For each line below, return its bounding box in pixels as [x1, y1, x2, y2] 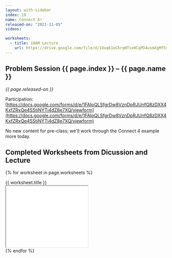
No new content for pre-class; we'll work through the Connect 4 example [5, 128, 160, 134]
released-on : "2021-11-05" [5, 22, 63, 27]
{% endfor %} [5, 248, 35, 254]
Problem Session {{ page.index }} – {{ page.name [5, 65, 166, 73]
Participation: [5, 96, 33, 102]
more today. [5, 133, 31, 139]
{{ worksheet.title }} [5, 180, 47, 186]
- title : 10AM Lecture [10, 41, 58, 46]
